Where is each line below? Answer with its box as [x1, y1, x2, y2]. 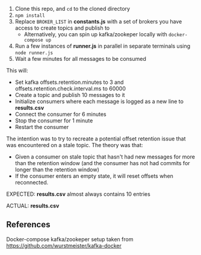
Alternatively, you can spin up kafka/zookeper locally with [23, 31, 167, 38]
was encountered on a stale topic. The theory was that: [6, 142, 143, 148]
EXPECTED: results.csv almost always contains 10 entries [6, 190, 150, 198]
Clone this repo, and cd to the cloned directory [14, 5, 131, 12]
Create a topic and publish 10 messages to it [14, 92, 125, 98]
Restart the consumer [14, 124, 69, 130]
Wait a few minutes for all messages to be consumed [14, 55, 146, 62]
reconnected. [14, 179, 49, 186]
